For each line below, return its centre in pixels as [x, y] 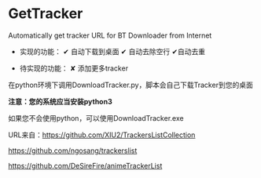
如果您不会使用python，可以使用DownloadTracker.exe [96, 118]
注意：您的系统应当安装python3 [60, 101]
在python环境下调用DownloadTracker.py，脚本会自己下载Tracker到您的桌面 [130, 85]
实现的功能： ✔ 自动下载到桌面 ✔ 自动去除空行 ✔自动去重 [112, 51]
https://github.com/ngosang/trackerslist [73, 151]
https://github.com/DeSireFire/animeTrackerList [85, 165]
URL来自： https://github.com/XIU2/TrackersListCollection [102, 135]
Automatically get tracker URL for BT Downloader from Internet [110, 35]
